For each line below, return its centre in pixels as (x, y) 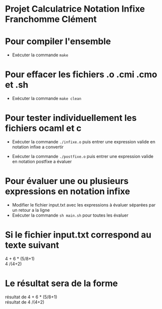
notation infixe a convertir (38, 147)
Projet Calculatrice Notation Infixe (75, 9)
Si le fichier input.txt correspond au (78, 235)
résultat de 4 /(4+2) (25, 302)
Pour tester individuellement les (71, 118)
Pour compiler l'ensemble (58, 42)
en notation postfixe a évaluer (42, 162)
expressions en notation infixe (68, 192)
